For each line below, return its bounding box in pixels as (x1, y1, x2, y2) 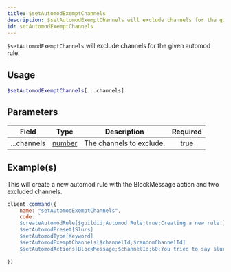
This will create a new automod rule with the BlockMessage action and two (7, 180, 219, 188)
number (52, 138, 78, 148)
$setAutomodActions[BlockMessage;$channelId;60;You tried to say (19, 245, 211, 252)
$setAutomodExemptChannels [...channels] (7, 87, 125, 94)
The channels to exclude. (84, 138, 166, 148)
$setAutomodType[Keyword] (19, 233, 94, 240)
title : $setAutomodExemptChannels (7, 10, 107, 17)
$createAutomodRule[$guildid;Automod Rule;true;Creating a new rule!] (19, 220, 226, 227)
